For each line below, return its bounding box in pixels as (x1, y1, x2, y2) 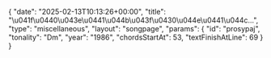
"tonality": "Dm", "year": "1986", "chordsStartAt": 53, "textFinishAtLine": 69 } (8, 32, 264, 42)
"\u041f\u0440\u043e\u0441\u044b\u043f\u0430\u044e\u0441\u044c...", (8, 15, 259, 25)
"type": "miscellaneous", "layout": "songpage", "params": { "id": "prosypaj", (8, 24, 260, 33)
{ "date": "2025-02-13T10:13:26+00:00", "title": (8, 7, 167, 16)
